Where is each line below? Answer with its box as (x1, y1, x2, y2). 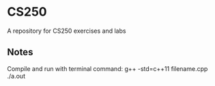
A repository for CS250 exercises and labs (7, 27, 126, 35)
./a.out (7, 72, 26, 80)
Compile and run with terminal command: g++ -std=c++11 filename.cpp (7, 64, 208, 72)
